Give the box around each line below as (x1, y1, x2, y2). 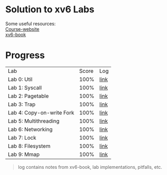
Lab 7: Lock (8, 134, 36, 141)
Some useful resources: (5, 21, 56, 27)
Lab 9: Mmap (8, 150, 40, 158)
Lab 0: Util (8, 75, 32, 83)
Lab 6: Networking (8, 126, 53, 133)
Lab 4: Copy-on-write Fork (8, 109, 75, 116)
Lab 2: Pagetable (8, 92, 49, 100)
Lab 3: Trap (8, 101, 36, 108)
